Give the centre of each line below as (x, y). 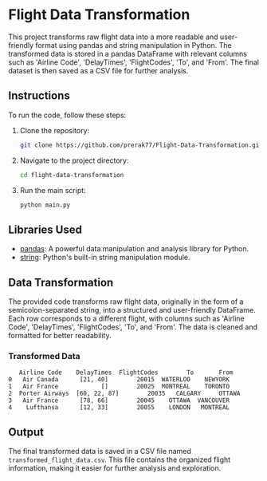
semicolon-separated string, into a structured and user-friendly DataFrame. (132, 310)
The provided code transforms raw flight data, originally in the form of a (126, 302)
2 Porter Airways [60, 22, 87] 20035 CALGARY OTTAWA (124, 394)
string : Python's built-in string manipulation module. (105, 258)
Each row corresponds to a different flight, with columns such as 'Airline (126, 318)
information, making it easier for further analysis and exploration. (115, 468)
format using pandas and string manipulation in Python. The (134, 45)
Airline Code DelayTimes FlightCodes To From (126, 373)
